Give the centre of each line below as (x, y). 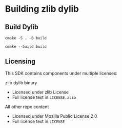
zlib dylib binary (21, 82)
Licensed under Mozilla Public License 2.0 (55, 116)
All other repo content (27, 107)
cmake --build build (26, 47)
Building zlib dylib (42, 9)
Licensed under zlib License (41, 92)
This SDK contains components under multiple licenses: (61, 73)
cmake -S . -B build (26, 38)
